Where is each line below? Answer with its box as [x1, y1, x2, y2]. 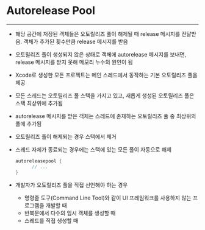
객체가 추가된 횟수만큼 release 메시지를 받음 [23, 38, 128, 45]
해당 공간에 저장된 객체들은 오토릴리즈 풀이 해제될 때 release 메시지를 [15, 30, 181, 37]
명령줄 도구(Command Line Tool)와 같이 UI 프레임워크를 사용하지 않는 [24, 194, 192, 201]
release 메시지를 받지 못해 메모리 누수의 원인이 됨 [15, 58, 133, 66]
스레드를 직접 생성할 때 [24, 217, 79, 224]
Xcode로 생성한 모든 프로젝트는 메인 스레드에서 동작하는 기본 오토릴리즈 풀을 [15, 71, 198, 78]
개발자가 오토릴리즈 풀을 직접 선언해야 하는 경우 [15, 181, 128, 189]
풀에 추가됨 [15, 120, 42, 127]
